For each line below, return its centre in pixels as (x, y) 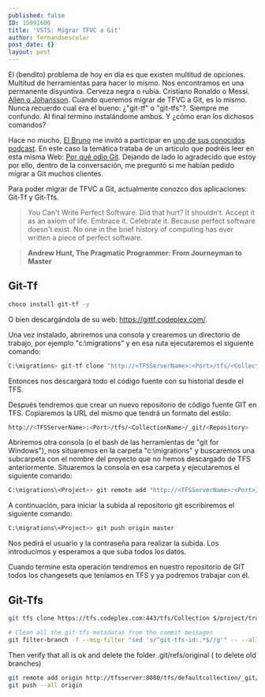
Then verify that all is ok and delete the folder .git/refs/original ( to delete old (132, 654)
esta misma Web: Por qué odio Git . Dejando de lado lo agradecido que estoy (132, 157)
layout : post (30, 52)
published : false (37, 15)
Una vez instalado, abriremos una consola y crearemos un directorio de (124, 334)
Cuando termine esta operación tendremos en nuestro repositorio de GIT (127, 567)
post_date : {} (32, 45)
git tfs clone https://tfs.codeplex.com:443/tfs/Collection (109, 618)
